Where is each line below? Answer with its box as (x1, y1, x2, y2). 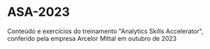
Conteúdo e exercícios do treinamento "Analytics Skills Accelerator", (7, 27, 204, 35)
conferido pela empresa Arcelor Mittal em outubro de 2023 (7, 34, 177, 42)
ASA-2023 (7, 4, 70, 20)
